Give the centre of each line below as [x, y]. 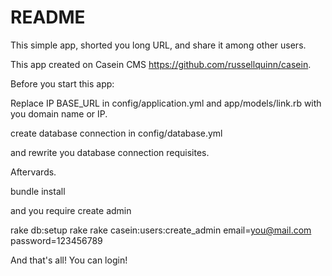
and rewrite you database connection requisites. [110, 152]
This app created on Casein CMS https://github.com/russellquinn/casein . [161, 64]
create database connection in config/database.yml [116, 133]
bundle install [38, 191]
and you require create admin [71, 210]
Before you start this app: [62, 83]
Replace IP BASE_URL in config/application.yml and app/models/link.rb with [166, 103]
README [48, 17]
